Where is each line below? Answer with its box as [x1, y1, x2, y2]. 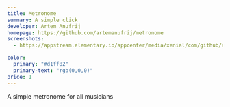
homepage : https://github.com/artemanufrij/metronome [7, 29, 164, 36]
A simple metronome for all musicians [7, 92, 114, 100]
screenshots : [7, 36, 44, 43]
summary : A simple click [7, 16, 78, 23]
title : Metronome [7, 10, 57, 17]
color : [7, 54, 26, 62]
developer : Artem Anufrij [7, 23, 81, 29]
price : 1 [7, 73, 32, 80]
